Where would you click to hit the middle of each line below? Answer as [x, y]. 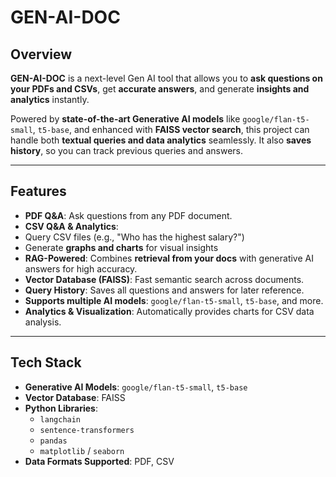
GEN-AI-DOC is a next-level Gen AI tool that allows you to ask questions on [166, 78]
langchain [60, 419]
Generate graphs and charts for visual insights [121, 247]
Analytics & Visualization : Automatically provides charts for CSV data [169, 311]
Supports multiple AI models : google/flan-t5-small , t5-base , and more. [174, 300]
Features [38, 191]
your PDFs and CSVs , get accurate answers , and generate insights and [160, 89]
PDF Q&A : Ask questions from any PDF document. [128, 215]
